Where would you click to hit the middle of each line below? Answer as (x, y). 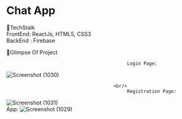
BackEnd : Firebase (31, 40)
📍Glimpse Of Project (32, 52)
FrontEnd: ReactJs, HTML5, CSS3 (49, 34)
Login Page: (142, 63)
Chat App (31, 11)
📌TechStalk (21, 27)
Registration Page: (152, 91)
